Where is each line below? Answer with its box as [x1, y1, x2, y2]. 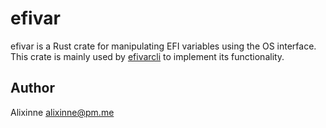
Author [10, 80, 55, 97]
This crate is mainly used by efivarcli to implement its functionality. [10, 50, 285, 62]
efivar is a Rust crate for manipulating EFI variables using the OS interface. [10, 40, 317, 52]
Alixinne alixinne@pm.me [10, 106, 115, 118]
